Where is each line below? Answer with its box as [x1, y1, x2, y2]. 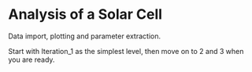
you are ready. [8, 55, 55, 64]
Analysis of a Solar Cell [8, 5, 163, 23]
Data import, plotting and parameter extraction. [8, 31, 161, 41]
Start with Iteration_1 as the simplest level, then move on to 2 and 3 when [8, 46, 244, 56]
